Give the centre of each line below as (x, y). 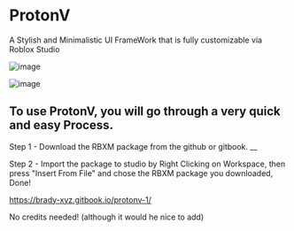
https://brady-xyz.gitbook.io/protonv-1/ (81, 199)
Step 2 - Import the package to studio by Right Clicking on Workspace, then (147, 164)
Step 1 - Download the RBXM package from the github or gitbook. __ (133, 146)
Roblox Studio (35, 49)
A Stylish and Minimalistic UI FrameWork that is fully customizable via (136, 40)
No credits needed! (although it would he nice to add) (107, 217)
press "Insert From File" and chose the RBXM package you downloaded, (141, 173)
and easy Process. (61, 125)
